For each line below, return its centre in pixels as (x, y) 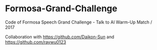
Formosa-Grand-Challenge (61, 9)
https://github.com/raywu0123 (36, 42)
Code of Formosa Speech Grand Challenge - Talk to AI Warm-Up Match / (79, 22)
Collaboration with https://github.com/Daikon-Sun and (60, 37)
